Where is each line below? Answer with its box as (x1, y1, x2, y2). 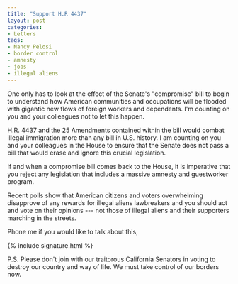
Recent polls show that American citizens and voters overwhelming (7, 191, 204, 200)
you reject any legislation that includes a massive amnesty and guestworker (7, 170, 229, 178)
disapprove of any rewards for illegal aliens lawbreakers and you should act (7, 198, 228, 207)
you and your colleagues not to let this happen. (7, 111, 145, 121)
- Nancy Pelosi (7, 43, 52, 50)
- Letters (7, 30, 37, 38)
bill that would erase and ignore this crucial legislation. (7, 148, 166, 157)
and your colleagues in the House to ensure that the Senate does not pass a (7, 141, 229, 149)
